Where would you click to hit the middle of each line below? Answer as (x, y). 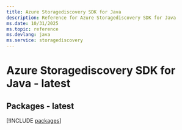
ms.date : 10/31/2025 (33, 23)
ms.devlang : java (28, 35)
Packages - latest (40, 106)
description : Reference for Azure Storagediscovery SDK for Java (91, 18)
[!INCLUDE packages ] (34, 121)
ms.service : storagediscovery (45, 40)
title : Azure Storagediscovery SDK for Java (64, 12)
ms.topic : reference (33, 29)
